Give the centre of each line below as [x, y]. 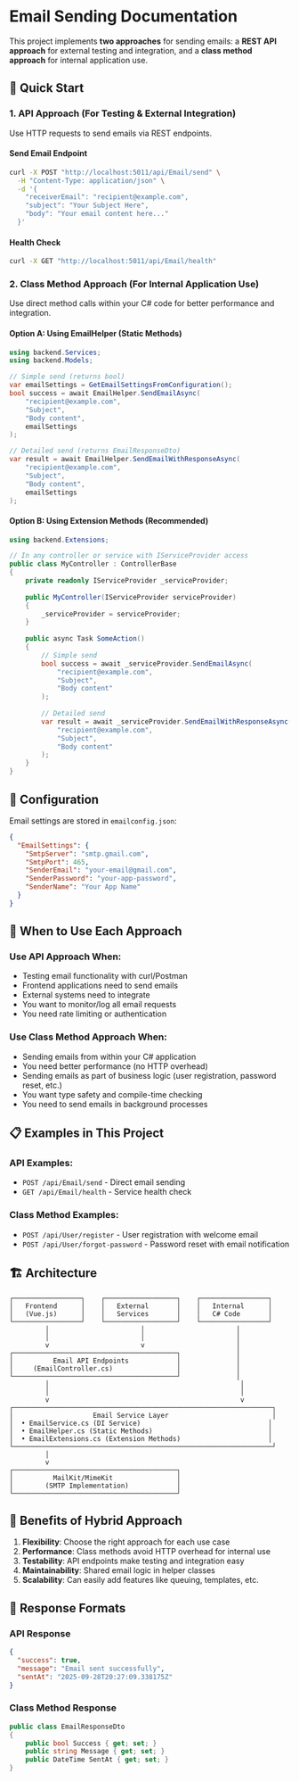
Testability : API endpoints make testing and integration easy [133, 1561]
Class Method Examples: [64, 1215]
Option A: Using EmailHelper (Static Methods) [96, 333]
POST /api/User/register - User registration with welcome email [140, 1234]
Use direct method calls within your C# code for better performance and [142, 303]
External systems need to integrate [86, 995]
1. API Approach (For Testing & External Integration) [123, 113]
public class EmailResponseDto [67, 1727]
